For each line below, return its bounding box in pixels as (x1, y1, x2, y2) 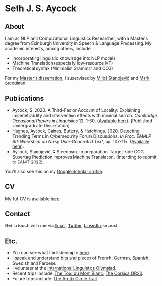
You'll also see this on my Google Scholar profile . (5, 168, 104, 174)
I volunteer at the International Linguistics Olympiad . (12, 266, 117, 271)
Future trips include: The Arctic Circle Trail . (12, 276, 98, 282)
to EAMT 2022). (12, 159, 44, 165)
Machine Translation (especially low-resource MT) (12, 61, 113, 66)
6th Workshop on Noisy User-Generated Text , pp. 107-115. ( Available (12, 138, 150, 144)
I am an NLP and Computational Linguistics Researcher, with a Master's (5, 35, 148, 41)
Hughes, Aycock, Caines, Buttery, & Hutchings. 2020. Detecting (12, 128, 140, 134)
